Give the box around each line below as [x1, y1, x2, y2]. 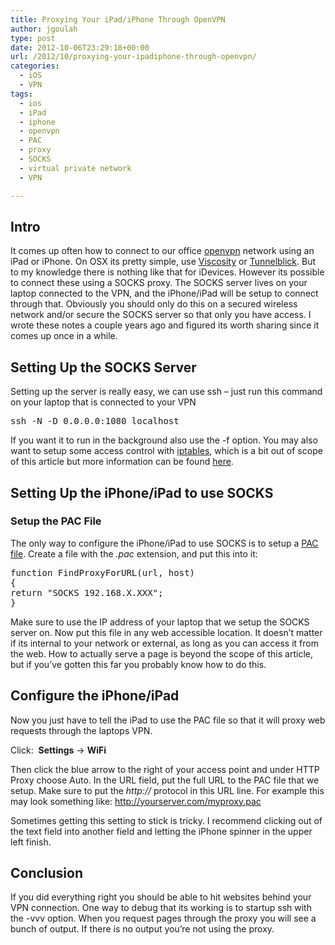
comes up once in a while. [10, 330, 118, 342]
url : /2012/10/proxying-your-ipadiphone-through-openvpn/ [10, 52, 257, 62]
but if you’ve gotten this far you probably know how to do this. [10, 658, 267, 670]
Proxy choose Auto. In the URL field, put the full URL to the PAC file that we [10, 774, 320, 786]
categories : [10, 61, 60, 71]
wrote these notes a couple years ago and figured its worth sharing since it [10, 319, 320, 331]
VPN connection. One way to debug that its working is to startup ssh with [10, 902, 312, 914]
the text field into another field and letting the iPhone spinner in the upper [10, 825, 313, 837]
